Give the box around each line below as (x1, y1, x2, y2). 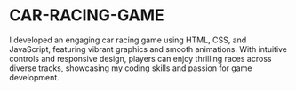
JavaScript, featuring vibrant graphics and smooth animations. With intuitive (9, 43, 287, 54)
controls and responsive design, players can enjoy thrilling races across (9, 53, 272, 64)
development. (9, 72, 60, 82)
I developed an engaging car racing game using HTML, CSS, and (9, 34, 247, 45)
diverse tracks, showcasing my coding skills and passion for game (9, 63, 252, 73)
